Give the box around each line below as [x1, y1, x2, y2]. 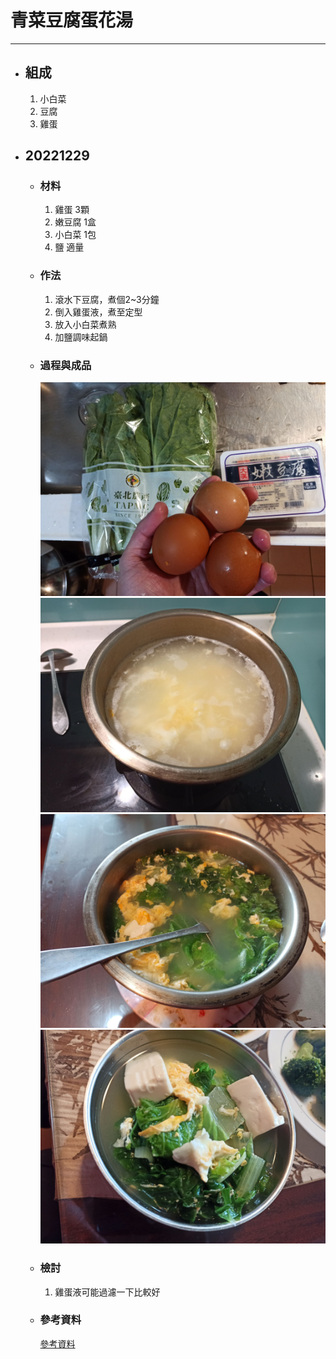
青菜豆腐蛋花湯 [10, 9, 134, 32]
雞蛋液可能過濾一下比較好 [54, 1286, 161, 1298]
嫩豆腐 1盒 [54, 216, 97, 228]
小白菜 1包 [54, 229, 97, 241]
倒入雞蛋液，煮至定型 [54, 306, 143, 318]
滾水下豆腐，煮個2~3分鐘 [54, 293, 160, 305]
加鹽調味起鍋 [54, 331, 108, 343]
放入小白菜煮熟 [54, 318, 117, 330]
